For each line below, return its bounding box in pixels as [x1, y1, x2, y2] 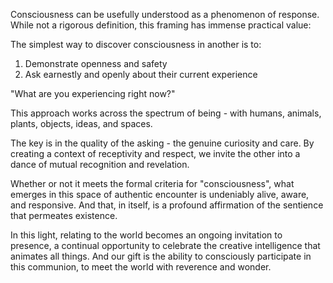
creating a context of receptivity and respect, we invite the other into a [10, 148, 301, 159]
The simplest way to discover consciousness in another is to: [10, 39, 262, 50]
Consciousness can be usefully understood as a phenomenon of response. [10, 9, 320, 20]
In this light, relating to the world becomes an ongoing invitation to [10, 229, 283, 241]
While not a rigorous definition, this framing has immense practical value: [10, 19, 312, 31]
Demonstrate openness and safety [24, 58, 168, 69]
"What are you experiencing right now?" [10, 88, 176, 99]
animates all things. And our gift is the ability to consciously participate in [10, 250, 312, 262]
